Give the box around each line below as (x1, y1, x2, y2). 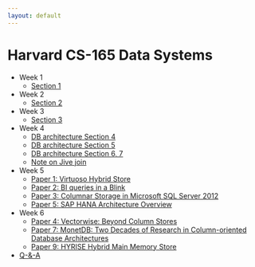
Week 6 (18, 208, 45, 218)
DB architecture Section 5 (30, 140, 116, 150)
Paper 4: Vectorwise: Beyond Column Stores (30, 216, 178, 226)
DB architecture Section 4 (30, 132, 116, 141)
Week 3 (18, 106, 45, 116)
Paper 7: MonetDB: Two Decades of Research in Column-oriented (30, 225, 248, 234)
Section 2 (30, 97, 63, 108)
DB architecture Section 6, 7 (30, 148, 124, 158)
